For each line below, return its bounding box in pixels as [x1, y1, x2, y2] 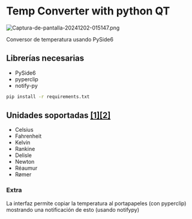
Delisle [14, 152, 32, 159]
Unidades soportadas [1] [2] [6, 110, 111, 121]
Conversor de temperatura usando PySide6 [6, 35, 114, 43]
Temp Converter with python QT [6, 4, 170, 18]
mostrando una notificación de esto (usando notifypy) [6, 206, 140, 213]
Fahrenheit [14, 132, 42, 140]
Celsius [14, 126, 34, 134]
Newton [14, 158, 35, 165]
